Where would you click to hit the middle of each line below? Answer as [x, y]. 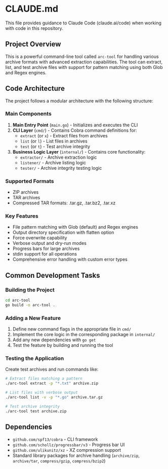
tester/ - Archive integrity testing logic [61, 168]
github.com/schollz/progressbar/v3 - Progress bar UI [69, 445]
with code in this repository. [34, 28]
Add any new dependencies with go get [54, 340]
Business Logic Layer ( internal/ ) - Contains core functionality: [79, 152]
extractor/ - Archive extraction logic [58, 157]
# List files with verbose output [42, 393]
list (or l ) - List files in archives [54, 141]
